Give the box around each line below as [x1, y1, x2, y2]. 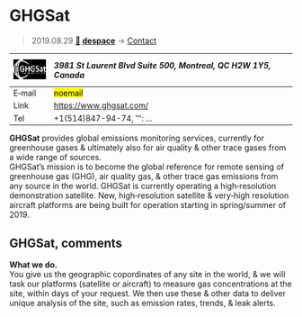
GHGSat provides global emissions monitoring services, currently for [9, 132, 265, 144]
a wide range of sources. [9, 152, 102, 163]
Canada [53, 69, 85, 81]
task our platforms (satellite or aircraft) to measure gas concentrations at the [9, 278, 292, 289]
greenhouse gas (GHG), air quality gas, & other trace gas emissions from [9, 171, 279, 182]
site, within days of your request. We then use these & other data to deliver [9, 287, 286, 298]
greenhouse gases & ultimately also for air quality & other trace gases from [9, 142, 287, 153]
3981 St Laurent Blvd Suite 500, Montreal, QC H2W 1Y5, [53, 60, 271, 71]
